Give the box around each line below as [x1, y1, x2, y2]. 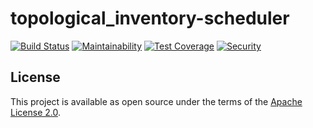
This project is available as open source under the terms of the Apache [10, 95, 303, 107]
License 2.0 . [10, 106, 61, 118]
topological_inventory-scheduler [10, 7, 290, 30]
